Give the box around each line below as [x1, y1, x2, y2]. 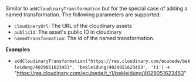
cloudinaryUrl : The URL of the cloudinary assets [13, 23, 133, 29]
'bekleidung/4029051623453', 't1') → [77, 63, 171, 70]
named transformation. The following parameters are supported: [5, 11, 161, 18]
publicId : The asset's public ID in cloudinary [13, 28, 122, 35]
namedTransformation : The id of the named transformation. [13, 35, 155, 41]
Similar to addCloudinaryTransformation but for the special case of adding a [5, 5, 188, 12]
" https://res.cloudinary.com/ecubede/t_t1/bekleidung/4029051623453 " [13, 70, 187, 76]
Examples [5, 46, 31, 53]
